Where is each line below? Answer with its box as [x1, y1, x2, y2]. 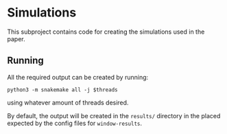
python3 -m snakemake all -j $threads [7, 86, 118, 93]
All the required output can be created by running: [7, 73, 149, 81]
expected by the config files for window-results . [7, 119, 143, 127]
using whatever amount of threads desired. [7, 98, 129, 107]
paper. [7, 34, 25, 43]
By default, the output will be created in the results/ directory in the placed [7, 111, 221, 120]
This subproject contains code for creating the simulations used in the [7, 27, 205, 36]
